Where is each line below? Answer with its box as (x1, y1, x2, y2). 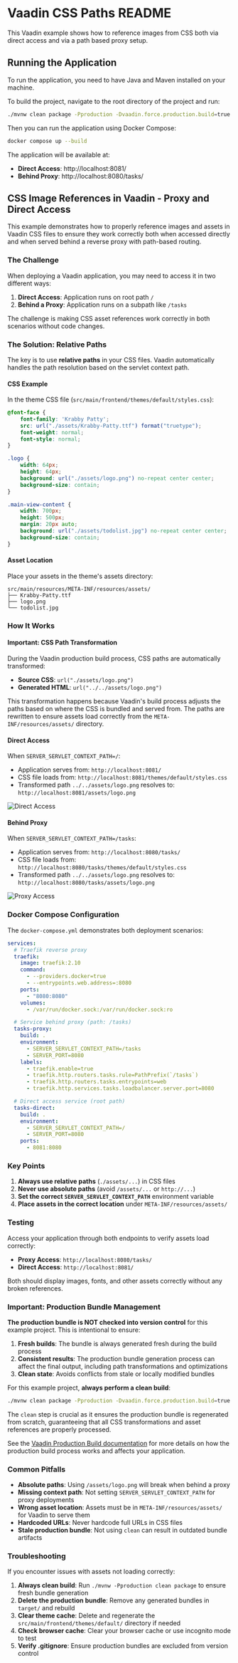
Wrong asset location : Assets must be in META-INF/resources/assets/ (17, 1504, 222, 1512)
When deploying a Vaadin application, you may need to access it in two (7, 271, 216, 280)
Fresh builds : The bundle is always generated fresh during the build (17, 1339, 217, 1348)
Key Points (7, 1160, 45, 1170)
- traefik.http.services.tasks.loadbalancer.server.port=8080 (26, 1085, 215, 1092)
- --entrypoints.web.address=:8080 (26, 980, 132, 987)
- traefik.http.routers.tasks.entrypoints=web (26, 1079, 167, 1086)
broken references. (7, 1284, 63, 1293)
